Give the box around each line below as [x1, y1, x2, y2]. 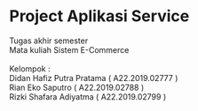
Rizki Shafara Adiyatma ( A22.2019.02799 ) [9, 91, 167, 102]
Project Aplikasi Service [9, 6, 190, 26]
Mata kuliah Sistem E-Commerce [9, 44, 130, 55]
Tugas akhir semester [9, 35, 89, 46]
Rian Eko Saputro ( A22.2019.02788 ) [9, 82, 145, 92]
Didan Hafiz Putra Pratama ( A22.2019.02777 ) [9, 72, 178, 83]
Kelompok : [9, 63, 51, 74]
